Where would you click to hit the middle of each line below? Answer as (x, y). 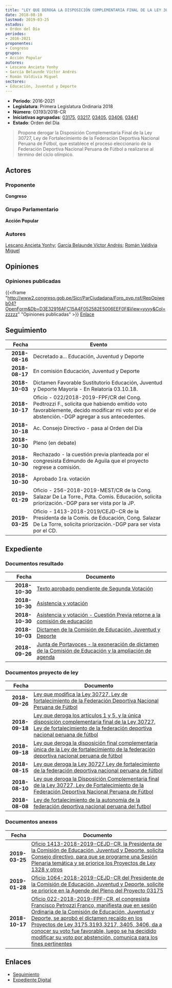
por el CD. (45, 531)
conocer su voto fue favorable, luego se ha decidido (94, 931)
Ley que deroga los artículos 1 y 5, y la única (87, 715)
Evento (99, 345)
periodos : (16, 34)
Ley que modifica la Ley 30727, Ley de (81, 694)
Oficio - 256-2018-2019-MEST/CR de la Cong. (92, 490)
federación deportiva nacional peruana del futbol (92, 807)
